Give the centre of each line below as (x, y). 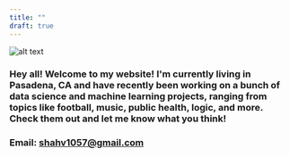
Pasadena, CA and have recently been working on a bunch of (145, 86)
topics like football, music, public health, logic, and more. (136, 108)
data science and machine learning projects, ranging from (138, 96)
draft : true (31, 26)
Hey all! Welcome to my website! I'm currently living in (130, 74)
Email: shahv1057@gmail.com (77, 143)
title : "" (28, 17)
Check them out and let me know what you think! (118, 119)
